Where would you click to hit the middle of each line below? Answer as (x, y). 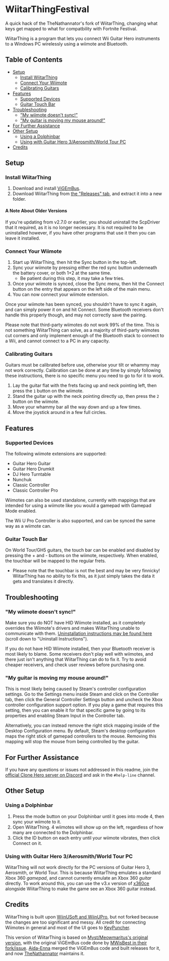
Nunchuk (22, 479)
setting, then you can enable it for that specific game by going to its (75, 710)
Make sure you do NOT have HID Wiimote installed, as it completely (75, 622)
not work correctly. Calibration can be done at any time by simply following (83, 371)
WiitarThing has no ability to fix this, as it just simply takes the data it (83, 576)
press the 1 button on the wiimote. (48, 391)
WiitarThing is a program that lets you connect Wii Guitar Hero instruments (82, 38)
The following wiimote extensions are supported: (56, 453)
